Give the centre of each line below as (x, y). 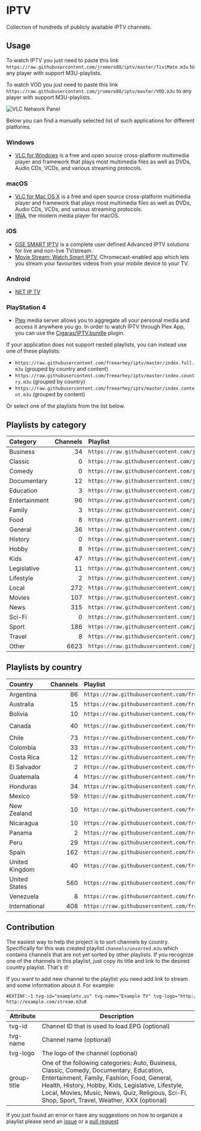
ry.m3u (23, 382)
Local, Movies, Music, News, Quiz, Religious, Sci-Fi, (114, 1093)
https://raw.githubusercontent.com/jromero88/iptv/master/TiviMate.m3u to (100, 66)
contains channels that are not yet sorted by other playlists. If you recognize (100, 954)
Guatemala (25, 777)
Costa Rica (25, 757)
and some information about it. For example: (61, 985)
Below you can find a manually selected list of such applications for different (100, 120)
